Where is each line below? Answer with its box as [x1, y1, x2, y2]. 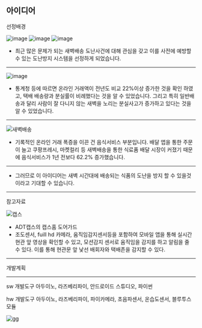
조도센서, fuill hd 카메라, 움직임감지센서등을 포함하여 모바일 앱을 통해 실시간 [14, 231, 192, 238]
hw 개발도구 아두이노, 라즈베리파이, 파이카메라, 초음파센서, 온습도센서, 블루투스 [6, 295, 192, 302]
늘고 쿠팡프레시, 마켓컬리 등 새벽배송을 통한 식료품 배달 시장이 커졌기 [21, 146, 182, 153]
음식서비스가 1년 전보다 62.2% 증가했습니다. [21, 153, 125, 160]
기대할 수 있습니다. [31, 179, 75, 186]
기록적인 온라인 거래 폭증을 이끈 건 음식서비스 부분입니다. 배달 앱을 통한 [14, 138, 182, 145]
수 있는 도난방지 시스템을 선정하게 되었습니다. [14, 55, 121, 62]
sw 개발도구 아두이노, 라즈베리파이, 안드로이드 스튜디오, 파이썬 [6, 282, 153, 290]
